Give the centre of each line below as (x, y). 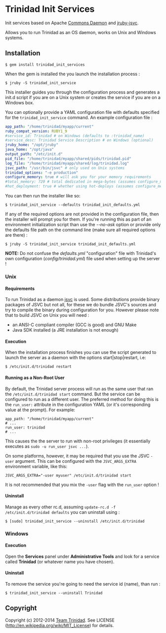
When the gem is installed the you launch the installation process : (72, 74)
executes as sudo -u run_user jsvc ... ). (47, 446)
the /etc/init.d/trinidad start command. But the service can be (73, 394)
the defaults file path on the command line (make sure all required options (80, 230)
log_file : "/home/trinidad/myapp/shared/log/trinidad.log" (67, 163)
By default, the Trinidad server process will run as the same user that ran (79, 389)
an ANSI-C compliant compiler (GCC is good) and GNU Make (74, 325)
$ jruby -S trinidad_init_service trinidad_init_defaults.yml (70, 244)
